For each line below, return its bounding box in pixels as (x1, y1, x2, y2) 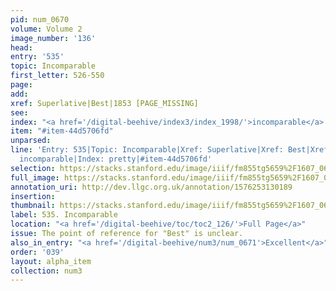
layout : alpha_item (10, 256, 92, 266)
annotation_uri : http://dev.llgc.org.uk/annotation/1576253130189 (10, 182, 293, 192)
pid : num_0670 (10, 14, 70, 25)
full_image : (10, 172, 60, 183)
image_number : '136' (10, 33, 97, 43)
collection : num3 (10, 266, 83, 276)
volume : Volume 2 (10, 24, 83, 34)
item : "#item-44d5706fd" (10, 126, 114, 136)
